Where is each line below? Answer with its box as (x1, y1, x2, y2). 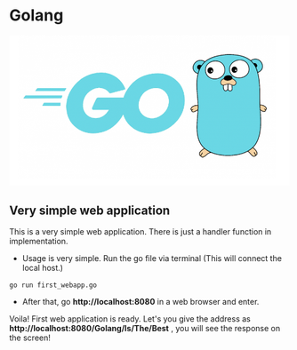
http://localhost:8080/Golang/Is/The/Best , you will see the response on (9, 323, 281, 334)
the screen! (9, 332, 52, 343)
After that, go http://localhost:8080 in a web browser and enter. (21, 297, 260, 307)
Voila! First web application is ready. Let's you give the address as (9, 314, 251, 324)
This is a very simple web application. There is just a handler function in (9, 227, 272, 237)
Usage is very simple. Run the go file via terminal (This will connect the (21, 253, 283, 264)
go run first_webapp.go (9, 281, 98, 290)
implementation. (9, 236, 68, 247)
